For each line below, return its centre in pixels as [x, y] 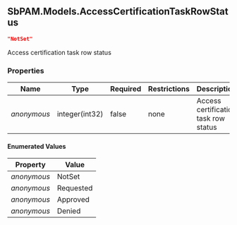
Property [30, 165]
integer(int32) [80, 114]
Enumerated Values [37, 146]
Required [126, 89]
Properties [26, 71]
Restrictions [169, 89]
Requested [75, 188]
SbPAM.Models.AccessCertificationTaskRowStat [118, 12]
